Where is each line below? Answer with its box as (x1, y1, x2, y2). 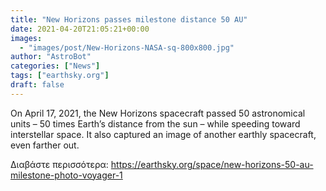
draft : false (10, 80, 65, 90)
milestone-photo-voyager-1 (10, 169, 123, 181)
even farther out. (10, 139, 80, 151)
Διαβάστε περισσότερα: (10, 158, 109, 170)
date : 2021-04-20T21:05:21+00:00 (10, 24, 150, 34)
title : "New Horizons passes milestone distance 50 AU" (10, 14, 248, 25)
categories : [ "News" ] (10, 61, 101, 71)
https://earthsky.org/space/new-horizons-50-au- (110, 158, 314, 170)
